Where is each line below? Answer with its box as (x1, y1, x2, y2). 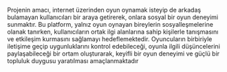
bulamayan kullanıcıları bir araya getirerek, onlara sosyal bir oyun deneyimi (7, 13, 219, 21)
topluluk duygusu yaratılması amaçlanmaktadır (7, 57, 139, 64)
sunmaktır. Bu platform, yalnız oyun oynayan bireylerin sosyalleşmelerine (7, 21, 213, 28)
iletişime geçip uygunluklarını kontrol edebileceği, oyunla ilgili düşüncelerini (7, 43, 220, 50)
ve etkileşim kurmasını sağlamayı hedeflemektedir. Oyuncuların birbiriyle (7, 35, 213, 43)
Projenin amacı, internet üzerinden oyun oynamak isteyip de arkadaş (7, 6, 202, 14)
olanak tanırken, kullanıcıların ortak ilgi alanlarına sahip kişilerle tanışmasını (7, 27, 219, 36)
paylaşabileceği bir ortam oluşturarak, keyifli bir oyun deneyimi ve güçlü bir (7, 49, 220, 58)
